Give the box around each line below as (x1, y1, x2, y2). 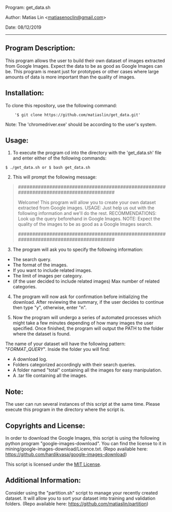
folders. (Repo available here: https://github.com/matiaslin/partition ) (5, 500, 148, 507)
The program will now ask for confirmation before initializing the (12, 293, 148, 300)
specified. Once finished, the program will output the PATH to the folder (12, 325, 164, 331)
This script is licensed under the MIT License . (5, 461, 101, 467)
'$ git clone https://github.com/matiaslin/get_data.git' (14, 112, 141, 117)
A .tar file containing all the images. (12, 372, 88, 379)
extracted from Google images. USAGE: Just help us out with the (17, 205, 155, 211)
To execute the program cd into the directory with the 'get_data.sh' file (12, 150, 162, 156)
